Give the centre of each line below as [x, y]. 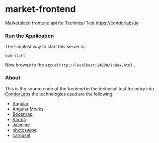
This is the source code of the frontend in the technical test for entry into [79, 88]
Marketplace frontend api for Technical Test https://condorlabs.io [72, 23]
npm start [15, 56]
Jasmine [21, 125]
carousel [21, 135]
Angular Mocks [28, 109]
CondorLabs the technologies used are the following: [59, 94]
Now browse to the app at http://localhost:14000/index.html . [70, 65]
